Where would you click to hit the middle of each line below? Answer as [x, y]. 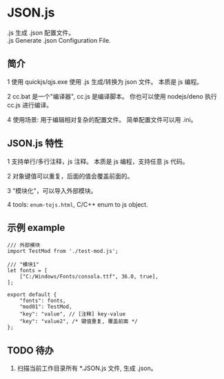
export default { [32, 295]
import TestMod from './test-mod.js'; [63, 252]
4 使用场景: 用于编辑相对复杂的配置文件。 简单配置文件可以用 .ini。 [102, 119]
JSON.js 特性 [35, 144]
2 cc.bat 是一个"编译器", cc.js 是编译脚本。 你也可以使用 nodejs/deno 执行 [112, 96]
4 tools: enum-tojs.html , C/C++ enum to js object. [78, 204]
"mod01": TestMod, [46, 307]
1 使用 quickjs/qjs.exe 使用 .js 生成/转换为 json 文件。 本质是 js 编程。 [105, 81]
